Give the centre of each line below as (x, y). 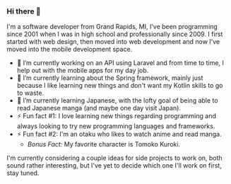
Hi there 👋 (24, 11)
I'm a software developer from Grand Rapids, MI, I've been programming (112, 27)
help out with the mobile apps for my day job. (83, 71)
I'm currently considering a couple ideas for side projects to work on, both (115, 158)
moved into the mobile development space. (70, 50)
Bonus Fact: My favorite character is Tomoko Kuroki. (104, 144)
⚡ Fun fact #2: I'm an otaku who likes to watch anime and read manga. (119, 134)
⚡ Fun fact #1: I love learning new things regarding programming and (116, 116)
